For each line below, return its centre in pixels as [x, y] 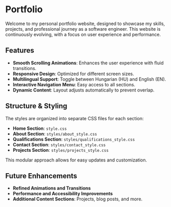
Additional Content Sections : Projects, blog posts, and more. [78, 199]
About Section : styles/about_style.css [55, 133]
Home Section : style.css [40, 128]
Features [20, 50]
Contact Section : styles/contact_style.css [59, 145]
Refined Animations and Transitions [52, 188]
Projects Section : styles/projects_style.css [61, 150]
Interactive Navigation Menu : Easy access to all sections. [74, 84]
